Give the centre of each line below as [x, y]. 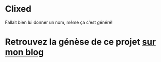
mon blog [24, 52]
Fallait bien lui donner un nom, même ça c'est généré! [59, 22]
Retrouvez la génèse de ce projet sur [80, 42]
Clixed [18, 9]
